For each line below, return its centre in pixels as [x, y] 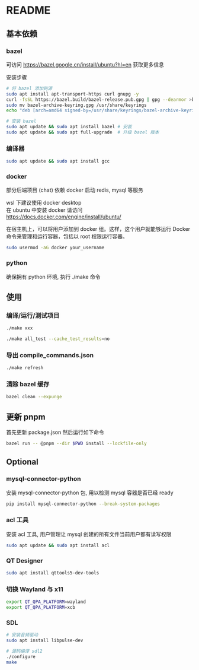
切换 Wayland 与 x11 [35, 589]
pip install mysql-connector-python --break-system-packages [83, 504]
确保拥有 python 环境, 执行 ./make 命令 [53, 277]
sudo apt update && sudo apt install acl [58, 545]
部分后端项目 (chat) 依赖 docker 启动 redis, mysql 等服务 [75, 190]
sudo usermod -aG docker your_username [55, 248]
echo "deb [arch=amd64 [34, 110]
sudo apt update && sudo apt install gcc [58, 161]
